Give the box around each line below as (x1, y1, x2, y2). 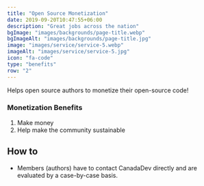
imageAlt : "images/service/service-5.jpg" (7, 49, 130, 55)
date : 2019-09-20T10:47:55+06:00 (7, 16, 103, 23)
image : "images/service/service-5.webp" (7, 42, 125, 49)
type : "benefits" (7, 61, 57, 68)
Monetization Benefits (7, 103, 83, 113)
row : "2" (7, 67, 32, 74)
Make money (16, 118, 54, 127)
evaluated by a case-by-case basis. (16, 171, 118, 179)
